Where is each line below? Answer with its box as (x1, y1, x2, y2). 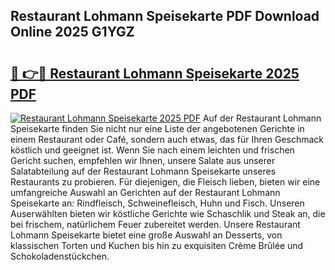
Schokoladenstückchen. (10, 250, 110, 262)
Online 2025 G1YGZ (10, 24, 135, 41)
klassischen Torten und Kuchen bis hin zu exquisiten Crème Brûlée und (10, 240, 304, 251)
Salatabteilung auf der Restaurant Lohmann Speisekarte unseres (10, 165, 277, 177)
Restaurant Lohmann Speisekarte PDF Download (10, 8, 320, 25)
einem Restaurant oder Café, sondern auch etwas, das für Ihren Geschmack (10, 134, 325, 145)
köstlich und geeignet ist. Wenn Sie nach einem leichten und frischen (10, 144, 295, 156)
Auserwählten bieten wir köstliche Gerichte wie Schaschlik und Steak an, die (10, 208, 326, 219)
